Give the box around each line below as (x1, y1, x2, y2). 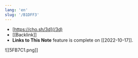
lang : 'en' (5, 7, 28, 13)
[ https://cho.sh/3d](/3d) (12, 26, 63, 32)
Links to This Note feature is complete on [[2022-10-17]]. (12, 37, 133, 43)
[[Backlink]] (12, 32, 37, 38)
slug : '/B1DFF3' (5, 12, 39, 17)
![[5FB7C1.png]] (5, 47, 38, 53)
